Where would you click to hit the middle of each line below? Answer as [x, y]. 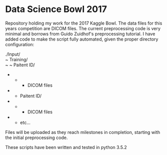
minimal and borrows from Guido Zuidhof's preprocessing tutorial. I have [80, 34]
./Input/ [13, 54]
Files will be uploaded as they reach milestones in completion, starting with [83, 132]
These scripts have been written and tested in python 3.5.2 [66, 147]
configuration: [20, 44]
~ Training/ [17, 59]
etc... [25, 122]
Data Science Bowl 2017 [56, 9]
